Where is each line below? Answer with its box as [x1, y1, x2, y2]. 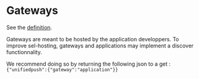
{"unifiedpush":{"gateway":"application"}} [6, 66, 119, 73]
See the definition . [6, 24, 52, 31]
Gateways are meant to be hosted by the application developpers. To [6, 35, 180, 43]
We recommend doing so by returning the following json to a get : [6, 60, 171, 67]
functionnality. [6, 48, 43, 55]
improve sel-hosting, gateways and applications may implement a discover [6, 42, 194, 49]
